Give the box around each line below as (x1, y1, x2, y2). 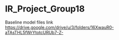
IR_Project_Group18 (5, 3, 85, 14)
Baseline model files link (5, 19, 53, 25)
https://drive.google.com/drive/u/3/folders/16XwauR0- (5, 24, 114, 30)
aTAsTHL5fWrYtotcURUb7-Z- (5, 29, 64, 35)
